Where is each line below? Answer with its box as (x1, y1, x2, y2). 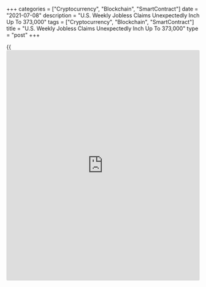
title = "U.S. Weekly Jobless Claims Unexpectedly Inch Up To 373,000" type (6, 25, 199, 32)
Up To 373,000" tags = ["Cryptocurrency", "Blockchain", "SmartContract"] (6, 18, 194, 25)
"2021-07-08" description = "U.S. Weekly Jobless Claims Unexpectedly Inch (6, 12, 200, 19)
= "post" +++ (6, 31, 40, 39)
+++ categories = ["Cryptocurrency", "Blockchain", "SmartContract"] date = (6, 6, 199, 12)
